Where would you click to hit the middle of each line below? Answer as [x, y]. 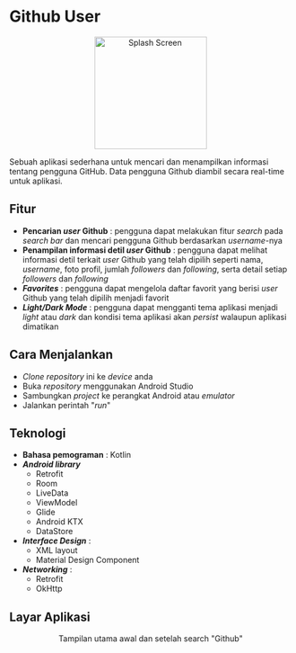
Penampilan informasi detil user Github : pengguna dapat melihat [144, 250]
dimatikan [40, 326]
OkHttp [49, 589]
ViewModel [57, 503]
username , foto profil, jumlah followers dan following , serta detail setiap [155, 269]
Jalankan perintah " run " [66, 405]
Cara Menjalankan [61, 355]
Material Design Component [87, 560]
